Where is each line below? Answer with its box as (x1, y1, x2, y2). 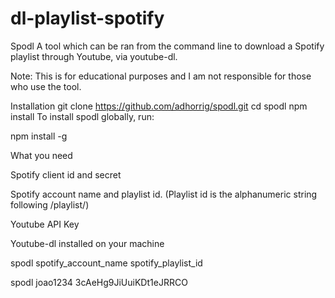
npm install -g (10, 130, 68, 142)
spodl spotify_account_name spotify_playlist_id (10, 257, 203, 269)
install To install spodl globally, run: (10, 110, 155, 122)
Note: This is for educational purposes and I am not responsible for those (10, 70, 312, 82)
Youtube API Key (10, 218, 80, 230)
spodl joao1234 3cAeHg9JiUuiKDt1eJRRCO (10, 276, 188, 288)
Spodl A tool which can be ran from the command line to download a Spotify (10, 40, 325, 52)
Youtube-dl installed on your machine (10, 237, 165, 249)
